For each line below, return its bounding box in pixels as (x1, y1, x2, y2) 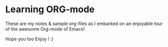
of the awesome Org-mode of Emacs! (5, 26, 85, 32)
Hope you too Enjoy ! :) (5, 36, 54, 42)
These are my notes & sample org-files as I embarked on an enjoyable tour (5, 20, 163, 27)
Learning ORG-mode (5, 4, 95, 15)
